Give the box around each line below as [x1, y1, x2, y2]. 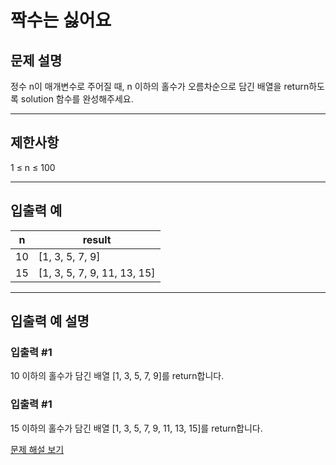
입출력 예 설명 [10, 313, 90, 330]
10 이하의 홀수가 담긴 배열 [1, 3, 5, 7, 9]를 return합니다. [10, 370, 225, 382]
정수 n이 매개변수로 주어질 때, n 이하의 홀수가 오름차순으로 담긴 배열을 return [10, 81, 310, 92]
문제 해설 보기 [10, 443, 65, 455]
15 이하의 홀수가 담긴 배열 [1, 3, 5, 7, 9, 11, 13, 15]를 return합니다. [10, 422, 263, 434]
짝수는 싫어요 [10, 9, 112, 32]
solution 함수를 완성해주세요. [20, 93, 134, 105]
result [82, 232, 112, 246]
